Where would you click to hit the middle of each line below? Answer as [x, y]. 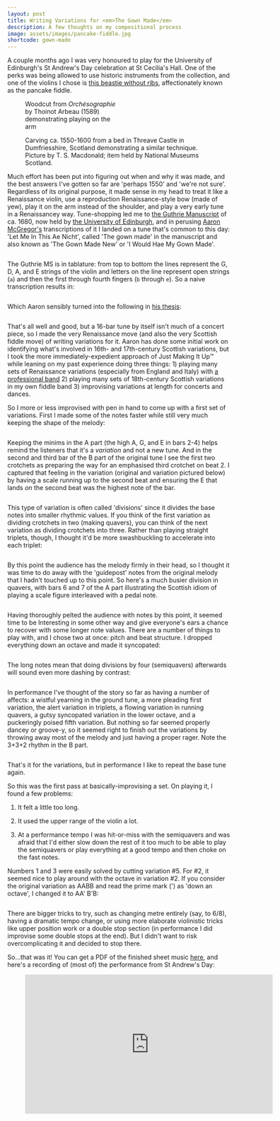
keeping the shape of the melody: [56, 423]
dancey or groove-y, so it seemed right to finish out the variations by [107, 730]
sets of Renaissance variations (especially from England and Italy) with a [113, 371]
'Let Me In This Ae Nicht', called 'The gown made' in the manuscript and [112, 237]
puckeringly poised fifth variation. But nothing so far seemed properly [109, 723]
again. [17, 772]
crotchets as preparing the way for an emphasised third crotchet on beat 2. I [118, 465]
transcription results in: [41, 286]
